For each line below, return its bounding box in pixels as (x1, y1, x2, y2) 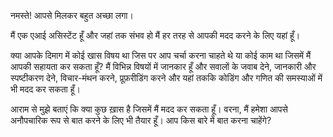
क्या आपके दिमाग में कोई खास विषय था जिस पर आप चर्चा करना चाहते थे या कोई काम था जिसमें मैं (10, 50, 312, 61)
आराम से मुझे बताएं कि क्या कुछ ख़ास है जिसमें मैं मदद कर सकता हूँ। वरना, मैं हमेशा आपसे (10, 103, 288, 115)
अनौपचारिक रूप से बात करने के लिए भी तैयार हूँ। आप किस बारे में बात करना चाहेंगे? (10, 115, 272, 126)
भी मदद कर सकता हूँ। (10, 83, 81, 95)
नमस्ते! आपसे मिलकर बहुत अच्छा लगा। (10, 10, 134, 21)
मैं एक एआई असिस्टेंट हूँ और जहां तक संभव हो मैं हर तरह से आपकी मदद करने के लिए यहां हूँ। (10, 30, 301, 41)
